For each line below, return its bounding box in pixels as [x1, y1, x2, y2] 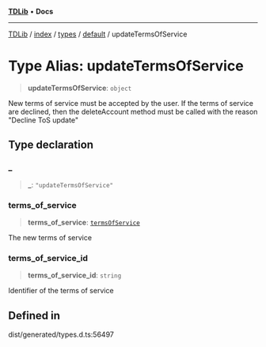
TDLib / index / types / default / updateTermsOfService [8, 29, 188, 39]
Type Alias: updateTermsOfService [8, 57, 244, 75]
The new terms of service [8, 232, 93, 242]
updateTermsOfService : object [27, 83, 132, 92]
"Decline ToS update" [8, 115, 79, 125]
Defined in [8, 308, 61, 322]
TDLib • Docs [8, 7, 54, 16]
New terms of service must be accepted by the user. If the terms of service [8, 98, 254, 107]
